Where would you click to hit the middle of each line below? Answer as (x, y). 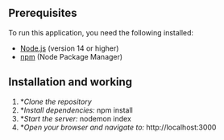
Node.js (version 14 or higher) (69, 48)
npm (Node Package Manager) (71, 56)
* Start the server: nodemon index (75, 118)
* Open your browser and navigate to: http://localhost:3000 (118, 127)
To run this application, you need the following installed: (101, 32)
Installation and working (71, 82)
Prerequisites (43, 13)
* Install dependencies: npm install (76, 110)
